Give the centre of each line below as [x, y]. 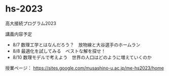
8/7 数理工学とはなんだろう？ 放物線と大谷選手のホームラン [76, 45]
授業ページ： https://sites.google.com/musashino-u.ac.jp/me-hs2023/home [84, 68]
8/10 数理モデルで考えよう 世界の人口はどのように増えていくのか [82, 57]
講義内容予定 [19, 34]
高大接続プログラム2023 [31, 23]
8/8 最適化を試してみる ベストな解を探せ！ [59, 51]
